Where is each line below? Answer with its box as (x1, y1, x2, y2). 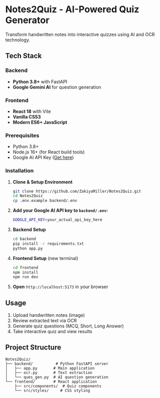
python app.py (12, 246, 43, 251)
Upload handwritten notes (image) (12, 312, 85, 318)
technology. (5, 37, 31, 43)
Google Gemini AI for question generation (12, 84, 101, 90)
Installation (5, 167, 34, 174)
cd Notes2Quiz (12, 193, 43, 199)
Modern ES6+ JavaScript (12, 119, 67, 125)
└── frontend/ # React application (5, 379, 97, 384)
